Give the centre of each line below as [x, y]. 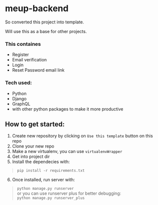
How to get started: [35, 124]
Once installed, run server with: [44, 180]
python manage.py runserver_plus [51, 198]
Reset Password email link [38, 70]
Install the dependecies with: [41, 162]
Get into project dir [31, 157]
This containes [23, 44]
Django [19, 98]
